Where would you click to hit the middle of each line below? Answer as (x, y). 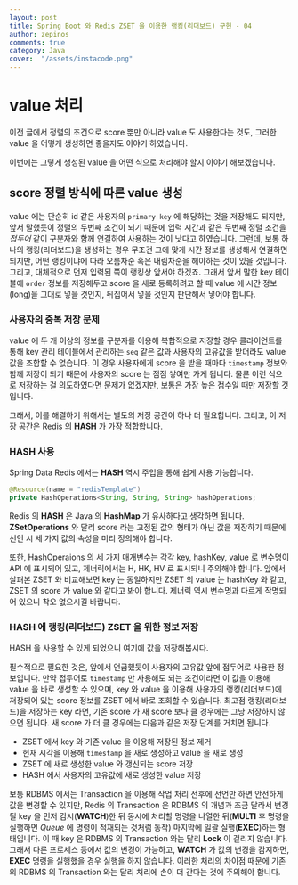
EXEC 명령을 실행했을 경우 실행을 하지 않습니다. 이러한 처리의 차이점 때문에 (139, 861)
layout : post (33, 17)
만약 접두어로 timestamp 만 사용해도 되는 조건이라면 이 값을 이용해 (156, 678)
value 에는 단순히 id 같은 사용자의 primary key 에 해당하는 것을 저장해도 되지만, (147, 216)
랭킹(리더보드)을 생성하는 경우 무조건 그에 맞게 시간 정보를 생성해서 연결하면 (157, 250)
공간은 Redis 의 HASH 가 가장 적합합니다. (90, 426)
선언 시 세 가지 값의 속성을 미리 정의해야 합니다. (91, 538)
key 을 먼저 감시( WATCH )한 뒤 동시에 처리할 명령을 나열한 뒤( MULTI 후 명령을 (154, 816)
